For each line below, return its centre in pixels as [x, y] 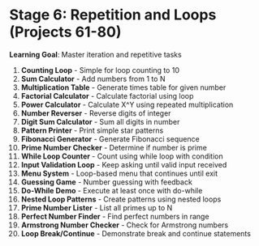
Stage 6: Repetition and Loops [113, 15]
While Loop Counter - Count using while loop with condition [122, 156]
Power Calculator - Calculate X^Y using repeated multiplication [127, 104]
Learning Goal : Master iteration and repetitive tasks [95, 54]
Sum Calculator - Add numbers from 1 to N [93, 78]
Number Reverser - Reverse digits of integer [96, 113]
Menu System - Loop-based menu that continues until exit [119, 173]
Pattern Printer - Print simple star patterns [92, 130]
